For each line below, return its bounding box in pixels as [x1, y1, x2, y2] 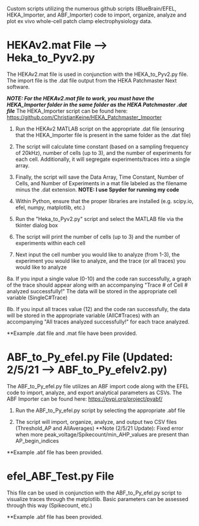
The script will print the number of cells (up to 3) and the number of [15, 233, 181, 240]
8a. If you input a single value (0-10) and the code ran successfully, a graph [7, 275, 191, 282]
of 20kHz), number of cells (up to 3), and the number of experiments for [15, 149, 192, 156]
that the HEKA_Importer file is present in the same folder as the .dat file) [15, 131, 191, 138]
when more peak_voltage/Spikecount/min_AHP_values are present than [15, 430, 189, 438]
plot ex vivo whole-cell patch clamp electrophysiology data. [7, 18, 153, 24]
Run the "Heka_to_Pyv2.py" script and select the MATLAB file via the [15, 215, 184, 222]
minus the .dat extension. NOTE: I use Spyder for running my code [15, 186, 179, 193]
